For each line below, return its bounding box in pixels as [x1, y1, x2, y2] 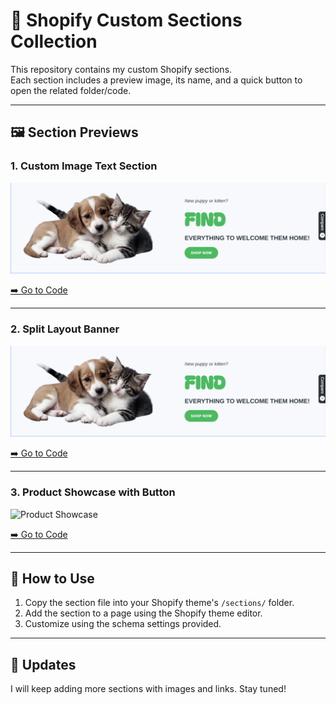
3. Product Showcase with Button [10, 485, 176, 499]
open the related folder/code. [10, 84, 132, 96]
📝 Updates [10, 656, 77, 673]
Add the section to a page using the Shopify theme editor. [24, 607, 263, 619]
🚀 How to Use [10, 570, 95, 587]
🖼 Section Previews [10, 124, 139, 141]
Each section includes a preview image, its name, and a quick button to [10, 74, 303, 86]
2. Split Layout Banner [10, 322, 120, 336]
